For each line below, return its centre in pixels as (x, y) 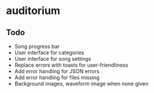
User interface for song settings (53, 59)
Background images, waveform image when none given (81, 84)
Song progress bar (37, 46)
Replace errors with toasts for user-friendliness (71, 65)
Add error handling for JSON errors (57, 71)
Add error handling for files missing (57, 77)
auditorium (33, 11)
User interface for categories (49, 53)
